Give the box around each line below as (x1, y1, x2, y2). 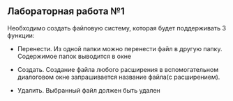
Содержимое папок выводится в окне (17, 52, 131, 60)
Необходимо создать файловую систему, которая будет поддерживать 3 (7, 24, 227, 32)
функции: (7, 31, 35, 39)
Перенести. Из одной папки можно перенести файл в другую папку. (17, 44, 223, 53)
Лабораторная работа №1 (7, 6, 126, 17)
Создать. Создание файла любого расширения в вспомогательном (17, 65, 218, 73)
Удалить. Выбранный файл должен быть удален (17, 86, 160, 94)
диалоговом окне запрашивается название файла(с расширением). (17, 73, 220, 81)
